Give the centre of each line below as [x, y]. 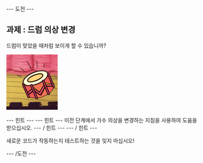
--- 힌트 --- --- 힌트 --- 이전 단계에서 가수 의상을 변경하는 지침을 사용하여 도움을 [102, 120]
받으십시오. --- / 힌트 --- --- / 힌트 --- [52, 128]
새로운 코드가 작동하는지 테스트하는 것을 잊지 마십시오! [71, 141]
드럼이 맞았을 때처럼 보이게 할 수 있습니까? [56, 45]
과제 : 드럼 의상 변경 [41, 30]
